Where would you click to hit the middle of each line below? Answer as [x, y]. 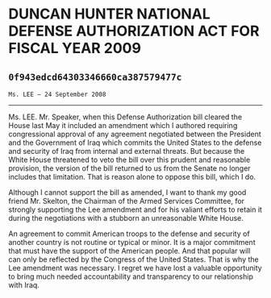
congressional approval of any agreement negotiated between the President [135, 134]
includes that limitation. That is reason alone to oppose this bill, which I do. [132, 177]
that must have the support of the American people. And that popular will [129, 251]
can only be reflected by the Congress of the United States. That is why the [134, 259]
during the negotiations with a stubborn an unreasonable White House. [126, 218]
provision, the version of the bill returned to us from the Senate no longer [130, 168]
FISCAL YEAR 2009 [75, 48]
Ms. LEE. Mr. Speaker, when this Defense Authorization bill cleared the [125, 117]
